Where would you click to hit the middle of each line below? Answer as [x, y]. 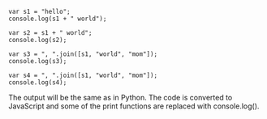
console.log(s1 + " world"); [58, 19]
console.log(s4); [38, 83]
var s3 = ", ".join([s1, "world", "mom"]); [83, 54]
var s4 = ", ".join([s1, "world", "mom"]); [83, 75]
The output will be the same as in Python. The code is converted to [121, 98]
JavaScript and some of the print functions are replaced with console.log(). [134, 106]
